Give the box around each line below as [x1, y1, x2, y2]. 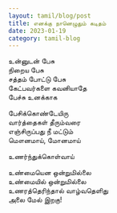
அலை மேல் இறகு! [8, 195, 63, 205]
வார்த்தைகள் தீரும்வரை [8, 117, 81, 127]
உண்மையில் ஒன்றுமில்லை [8, 177, 87, 186]
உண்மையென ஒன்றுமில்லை [8, 168, 92, 178]
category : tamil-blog [8, 34, 81, 43]
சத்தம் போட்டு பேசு [8, 74, 67, 84]
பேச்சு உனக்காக [8, 92, 58, 102]
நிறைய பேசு [8, 65, 44, 75]
